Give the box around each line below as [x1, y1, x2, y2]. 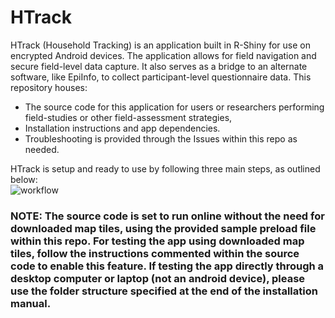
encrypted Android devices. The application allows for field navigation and [10, 49, 317, 61]
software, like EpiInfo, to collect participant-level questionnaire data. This [10, 71, 312, 83]
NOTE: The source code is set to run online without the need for [10, 209, 325, 223]
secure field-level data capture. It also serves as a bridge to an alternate [10, 60, 308, 72]
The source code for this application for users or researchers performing [24, 101, 325, 113]
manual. [10, 296, 52, 310]
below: [10, 173, 38, 185]
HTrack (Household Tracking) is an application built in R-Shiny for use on [10, 39, 311, 51]
